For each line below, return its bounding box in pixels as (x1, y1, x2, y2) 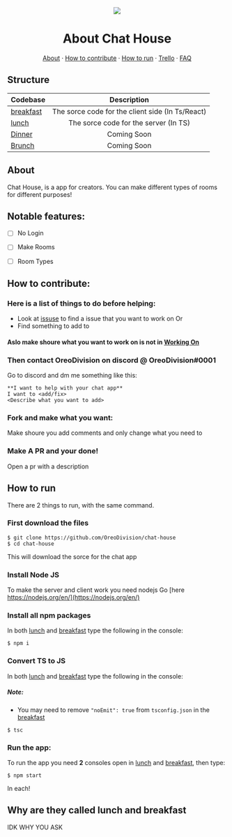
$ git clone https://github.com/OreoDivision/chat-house (7, 534, 176, 541)
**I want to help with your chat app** (7, 385, 123, 392)
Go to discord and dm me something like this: (7, 371, 137, 380)
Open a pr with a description (7, 462, 89, 471)
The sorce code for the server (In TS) (68, 118, 190, 128)
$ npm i (7, 640, 30, 647)
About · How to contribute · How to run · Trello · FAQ (42, 54, 192, 62)
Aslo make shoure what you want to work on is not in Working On (7, 338, 200, 346)
